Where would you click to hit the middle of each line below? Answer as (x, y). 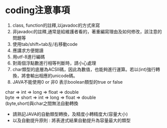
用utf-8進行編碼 (29, 56)
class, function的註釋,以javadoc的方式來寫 (56, 25)
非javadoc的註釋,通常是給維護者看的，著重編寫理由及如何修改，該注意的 (87, 31)
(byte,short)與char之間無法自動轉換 (42, 103)
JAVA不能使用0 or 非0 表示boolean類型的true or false (67, 82)
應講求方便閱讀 (28, 50)
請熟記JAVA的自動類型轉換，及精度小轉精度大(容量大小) (70, 114)
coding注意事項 (38, 10)
